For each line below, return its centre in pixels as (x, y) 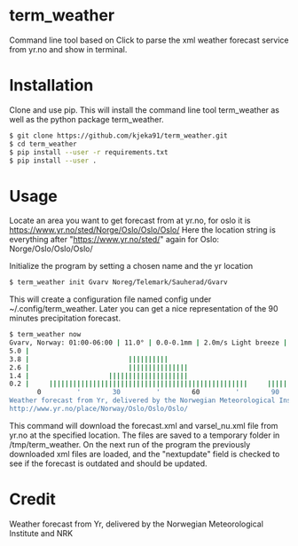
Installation (51, 86)
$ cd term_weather (43, 144)
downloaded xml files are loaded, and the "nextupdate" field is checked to (145, 454)
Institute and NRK (41, 533)
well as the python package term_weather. (86, 119)
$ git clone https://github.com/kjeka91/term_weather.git (118, 135)
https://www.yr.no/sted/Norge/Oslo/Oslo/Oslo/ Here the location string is (143, 230)
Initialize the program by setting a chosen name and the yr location (131, 266)
